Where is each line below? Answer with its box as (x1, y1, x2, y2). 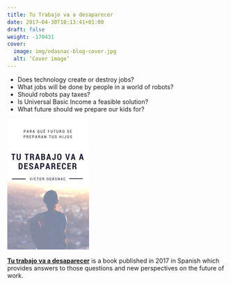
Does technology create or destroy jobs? (17, 75, 134, 84)
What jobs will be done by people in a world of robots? (17, 82, 174, 91)
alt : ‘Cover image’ (13, 56, 70, 63)
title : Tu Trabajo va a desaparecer (7, 11, 113, 18)
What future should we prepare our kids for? (17, 105, 145, 113)
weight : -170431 (7, 33, 54, 40)
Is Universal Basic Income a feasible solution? (17, 98, 148, 106)
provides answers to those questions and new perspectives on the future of (7, 263, 225, 272)
